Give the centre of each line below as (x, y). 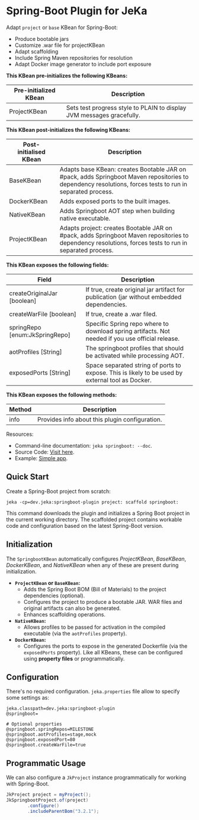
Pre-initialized (35, 90)
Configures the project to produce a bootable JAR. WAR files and (103, 601)
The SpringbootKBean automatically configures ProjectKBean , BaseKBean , (96, 559)
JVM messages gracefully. (103, 115)
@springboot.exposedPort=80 (41, 740)
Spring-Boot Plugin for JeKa (77, 11)
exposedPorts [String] (40, 372)
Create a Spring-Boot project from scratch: (59, 491)
